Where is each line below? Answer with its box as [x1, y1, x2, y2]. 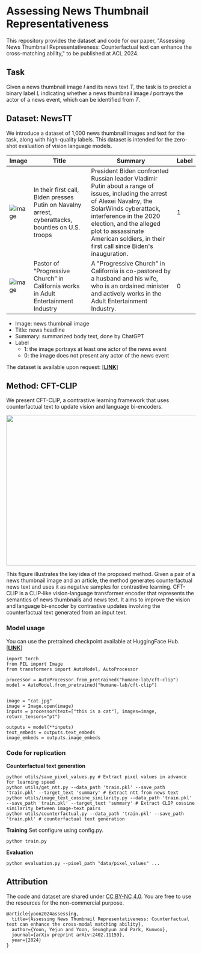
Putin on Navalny [33, 200, 82, 209]
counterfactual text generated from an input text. [6, 609, 127, 616]
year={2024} [11, 937, 42, 943]
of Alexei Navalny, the [91, 197, 153, 205]
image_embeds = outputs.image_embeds [6, 734, 101, 741]
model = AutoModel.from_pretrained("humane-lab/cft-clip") [6, 682, 158, 688]
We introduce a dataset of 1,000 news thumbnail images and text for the [6, 129, 185, 137]
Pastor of [33, 259, 60, 267]
